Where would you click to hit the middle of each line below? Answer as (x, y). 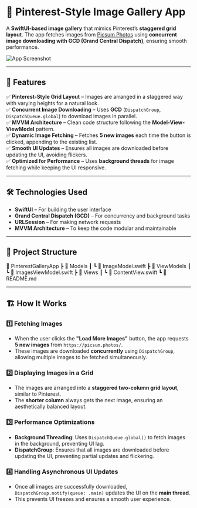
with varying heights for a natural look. (52, 103)
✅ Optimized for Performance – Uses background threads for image (90, 161)
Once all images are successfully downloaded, (71, 486)
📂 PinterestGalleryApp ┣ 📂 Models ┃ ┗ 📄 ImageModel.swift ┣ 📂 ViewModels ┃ (98, 266)
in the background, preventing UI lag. (59, 443)
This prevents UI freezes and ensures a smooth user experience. (93, 499)
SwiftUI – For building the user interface (63, 209)
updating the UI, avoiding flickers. (47, 155)
